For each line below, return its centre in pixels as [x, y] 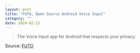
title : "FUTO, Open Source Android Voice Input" [55, 14]
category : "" [18, 18]
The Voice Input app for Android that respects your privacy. [76, 37]
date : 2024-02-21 [23, 23]
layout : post [18, 9]
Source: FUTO [19, 46]
